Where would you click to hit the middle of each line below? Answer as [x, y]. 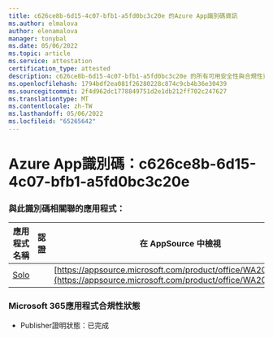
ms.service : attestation [50, 62]
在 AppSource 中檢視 [180, 244]
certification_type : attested [60, 69]
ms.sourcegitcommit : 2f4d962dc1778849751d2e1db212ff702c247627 [118, 91]
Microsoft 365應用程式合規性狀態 [74, 306]
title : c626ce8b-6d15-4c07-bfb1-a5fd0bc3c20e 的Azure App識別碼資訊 [123, 16]
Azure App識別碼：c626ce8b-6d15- [132, 164]
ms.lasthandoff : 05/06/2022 [56, 114]
